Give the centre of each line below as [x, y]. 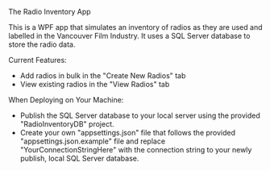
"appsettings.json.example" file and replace [93, 141]
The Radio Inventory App [50, 12]
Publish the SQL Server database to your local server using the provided [140, 115]
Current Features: [37, 60]
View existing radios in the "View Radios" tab [95, 84]
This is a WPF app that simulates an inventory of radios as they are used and [135, 27]
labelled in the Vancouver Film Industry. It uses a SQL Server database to [129, 36]
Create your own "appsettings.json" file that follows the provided [128, 133]
